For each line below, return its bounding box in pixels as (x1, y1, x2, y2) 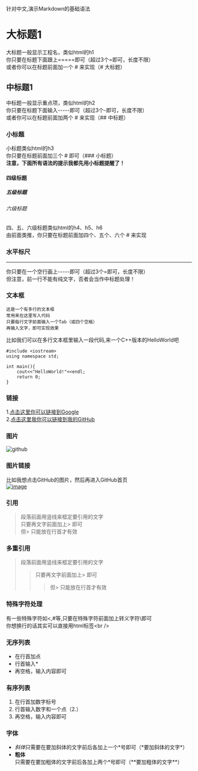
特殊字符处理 (6, 600, 43, 609)
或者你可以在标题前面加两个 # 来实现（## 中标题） (6, 114, 129, 121)
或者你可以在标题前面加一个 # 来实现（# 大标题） (6, 63, 126, 70)
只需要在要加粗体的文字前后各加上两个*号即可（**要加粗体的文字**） (14, 759, 183, 766)
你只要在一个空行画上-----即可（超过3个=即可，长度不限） (6, 268, 149, 275)
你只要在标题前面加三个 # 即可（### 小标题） (6, 152, 117, 160)
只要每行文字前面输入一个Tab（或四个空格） (6, 318, 98, 325)
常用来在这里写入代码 (6, 313, 50, 318)
